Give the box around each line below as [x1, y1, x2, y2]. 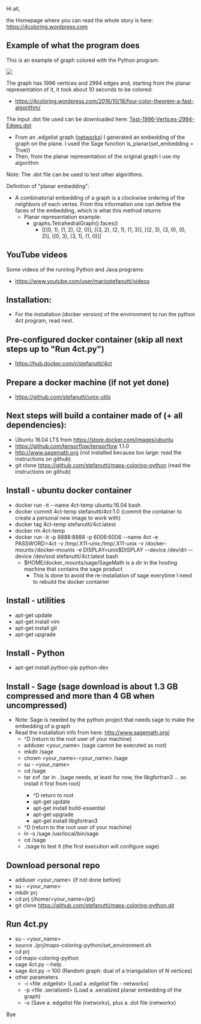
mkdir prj [14, 889, 38, 896]
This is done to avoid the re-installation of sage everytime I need [32, 571, 193, 579]
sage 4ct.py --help [14, 960, 62, 967]
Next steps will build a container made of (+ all [6, 411, 183, 421]
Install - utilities [6, 595, 66, 606]
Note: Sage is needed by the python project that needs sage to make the [14, 716, 195, 723]
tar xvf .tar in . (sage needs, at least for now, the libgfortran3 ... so [23, 774, 187, 781]
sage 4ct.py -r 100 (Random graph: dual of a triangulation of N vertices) [14, 967, 193, 974]
